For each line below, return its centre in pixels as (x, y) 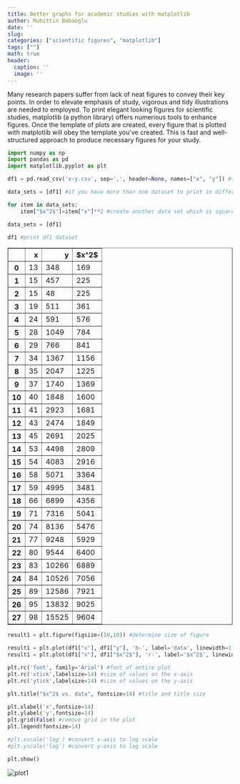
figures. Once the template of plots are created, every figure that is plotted (117, 124)
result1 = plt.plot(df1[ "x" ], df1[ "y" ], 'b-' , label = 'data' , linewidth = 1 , (121, 648)
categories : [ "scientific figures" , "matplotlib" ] (84, 41)
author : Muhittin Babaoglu (47, 21)
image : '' (28, 74)
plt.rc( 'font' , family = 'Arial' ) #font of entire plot (89, 668)
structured (23, 139)
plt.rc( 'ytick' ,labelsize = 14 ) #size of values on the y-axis (100, 681)
